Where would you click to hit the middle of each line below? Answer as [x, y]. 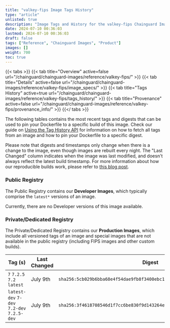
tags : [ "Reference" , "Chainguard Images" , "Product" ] [63, 43]
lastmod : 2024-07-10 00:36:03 [37, 34]
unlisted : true [21, 19]
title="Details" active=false [33, 82]
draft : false [19, 39]
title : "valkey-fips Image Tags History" [50, 10]
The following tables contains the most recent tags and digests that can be [83, 119]
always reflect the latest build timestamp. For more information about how [82, 161]
